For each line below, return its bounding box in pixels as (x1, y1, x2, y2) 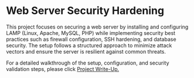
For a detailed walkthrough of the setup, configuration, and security (6, 59, 169, 66)
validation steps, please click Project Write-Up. (6, 65, 120, 72)
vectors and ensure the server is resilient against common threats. (6, 48, 166, 55)
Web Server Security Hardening (6, 4, 165, 17)
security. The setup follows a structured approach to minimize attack (6, 42, 172, 49)
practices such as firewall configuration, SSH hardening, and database (6, 36, 177, 42)
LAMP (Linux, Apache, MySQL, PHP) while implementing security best (6, 29, 176, 36)
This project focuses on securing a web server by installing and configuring (6, 23, 189, 30)
